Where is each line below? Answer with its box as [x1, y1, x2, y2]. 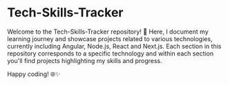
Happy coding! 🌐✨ [7, 70, 61, 78]
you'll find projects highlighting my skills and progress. [7, 56, 162, 64]
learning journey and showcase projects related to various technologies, [7, 34, 213, 42]
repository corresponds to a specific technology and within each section [7, 49, 214, 58]
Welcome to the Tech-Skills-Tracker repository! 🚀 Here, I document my [7, 27, 209, 36]
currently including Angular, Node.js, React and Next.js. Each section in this [7, 42, 222, 50]
